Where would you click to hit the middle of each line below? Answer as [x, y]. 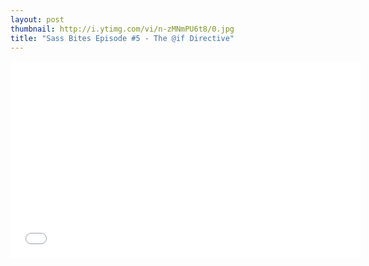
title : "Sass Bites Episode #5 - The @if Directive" [122, 38]
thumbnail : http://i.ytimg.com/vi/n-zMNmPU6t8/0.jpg [122, 29]
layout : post [37, 19]
